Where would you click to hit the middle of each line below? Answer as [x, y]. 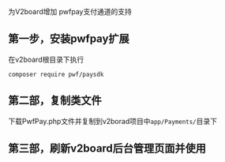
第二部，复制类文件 [55, 101]
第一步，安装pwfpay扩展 [69, 39]
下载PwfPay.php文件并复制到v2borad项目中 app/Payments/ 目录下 [113, 121]
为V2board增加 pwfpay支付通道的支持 [70, 11]
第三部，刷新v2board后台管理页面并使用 [107, 149]
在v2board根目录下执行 [46, 59]
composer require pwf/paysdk [56, 74]
